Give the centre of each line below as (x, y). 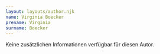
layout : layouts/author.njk (40, 11)
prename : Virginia (28, 22)
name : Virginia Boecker (35, 17)
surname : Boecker (27, 28)
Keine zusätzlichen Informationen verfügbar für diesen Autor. (80, 45)
